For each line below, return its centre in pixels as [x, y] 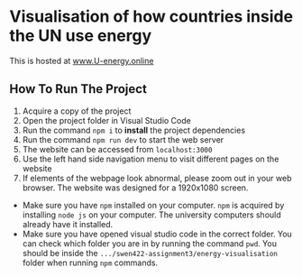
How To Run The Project [78, 89]
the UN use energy [81, 36]
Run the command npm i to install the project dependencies [134, 130]
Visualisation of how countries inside [151, 17]
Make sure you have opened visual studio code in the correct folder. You [157, 234]
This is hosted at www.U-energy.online [82, 60]
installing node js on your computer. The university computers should [151, 215]
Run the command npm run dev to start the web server [123, 139]
